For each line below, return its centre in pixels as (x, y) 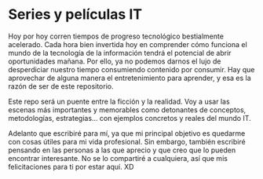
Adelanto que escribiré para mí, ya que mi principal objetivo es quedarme (127, 133)
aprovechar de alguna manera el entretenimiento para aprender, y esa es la (130, 78)
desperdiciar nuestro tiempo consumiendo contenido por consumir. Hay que (131, 69)
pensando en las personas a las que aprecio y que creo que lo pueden (122, 150)
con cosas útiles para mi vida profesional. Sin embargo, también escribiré (127, 141)
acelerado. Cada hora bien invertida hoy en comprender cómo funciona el (128, 44)
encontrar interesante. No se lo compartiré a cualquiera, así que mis (118, 158)
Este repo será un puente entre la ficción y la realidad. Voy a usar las (119, 101)
